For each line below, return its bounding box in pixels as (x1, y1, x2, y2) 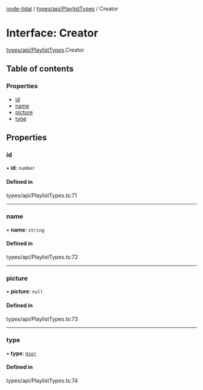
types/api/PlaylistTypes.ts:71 (6, 192, 77, 199)
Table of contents (6, 63, 74, 74)
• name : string (6, 226, 45, 233)
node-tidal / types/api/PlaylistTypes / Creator (6, 5, 119, 12)
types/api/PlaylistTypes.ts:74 (6, 377, 79, 385)
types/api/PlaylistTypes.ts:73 (6, 315, 79, 322)
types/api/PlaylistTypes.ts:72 (6, 253, 79, 261)
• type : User (6, 349, 37, 357)
